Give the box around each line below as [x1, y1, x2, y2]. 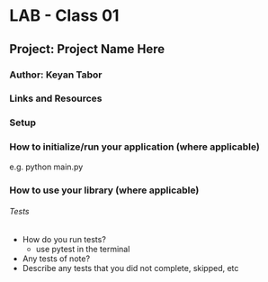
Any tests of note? [22, 253, 91, 264]
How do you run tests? [22, 233, 106, 244]
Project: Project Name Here [9, 41, 165, 57]
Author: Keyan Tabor [9, 68, 103, 81]
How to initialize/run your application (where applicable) [9, 141, 261, 153]
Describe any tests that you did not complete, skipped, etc [22, 262, 239, 273]
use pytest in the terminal [35, 243, 130, 254]
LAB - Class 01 [9, 5, 120, 26]
